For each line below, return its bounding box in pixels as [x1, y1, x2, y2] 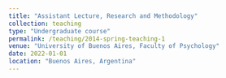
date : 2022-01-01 [8, 50, 67, 58]
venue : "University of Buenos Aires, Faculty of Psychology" [8, 42, 220, 50]
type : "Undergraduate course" [8, 27, 111, 35]
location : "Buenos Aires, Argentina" [8, 58, 137, 66]
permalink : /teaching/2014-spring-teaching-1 [8, 34, 165, 43]
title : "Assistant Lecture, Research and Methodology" [8, 11, 198, 20]
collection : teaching [8, 19, 82, 28]
